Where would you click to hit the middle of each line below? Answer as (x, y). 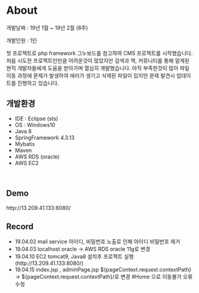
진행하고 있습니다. (38, 83)
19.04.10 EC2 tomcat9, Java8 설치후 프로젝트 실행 (74, 257)
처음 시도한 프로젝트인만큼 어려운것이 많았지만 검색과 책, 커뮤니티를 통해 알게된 (98, 60)
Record (20, 226)
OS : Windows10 (35, 125)
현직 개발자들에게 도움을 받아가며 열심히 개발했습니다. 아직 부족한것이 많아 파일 (98, 68)
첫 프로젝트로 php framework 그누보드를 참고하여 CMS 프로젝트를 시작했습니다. (99, 53)
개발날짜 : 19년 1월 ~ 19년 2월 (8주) (47, 28)
